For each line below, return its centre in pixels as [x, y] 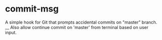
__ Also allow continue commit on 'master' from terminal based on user [77, 27]
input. [11, 32]
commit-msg [32, 9]
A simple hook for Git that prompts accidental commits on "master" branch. [81, 22]
